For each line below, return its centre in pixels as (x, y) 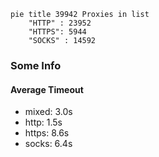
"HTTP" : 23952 (60, 23)
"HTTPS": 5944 (57, 32)
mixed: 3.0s (48, 112)
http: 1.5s (43, 122)
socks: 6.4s (48, 144)
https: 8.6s (47, 133)
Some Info (36, 65)
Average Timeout (47, 89)
